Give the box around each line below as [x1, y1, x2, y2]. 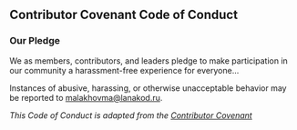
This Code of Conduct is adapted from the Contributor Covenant [9, 109, 252, 121]
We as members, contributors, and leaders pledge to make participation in [9, 55, 289, 66]
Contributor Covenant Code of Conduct [9, 7, 239, 23]
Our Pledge [9, 35, 61, 47]
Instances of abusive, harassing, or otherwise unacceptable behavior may [9, 82, 287, 94]
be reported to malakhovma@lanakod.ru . [9, 92, 163, 103]
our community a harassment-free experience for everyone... [9, 65, 240, 75]
